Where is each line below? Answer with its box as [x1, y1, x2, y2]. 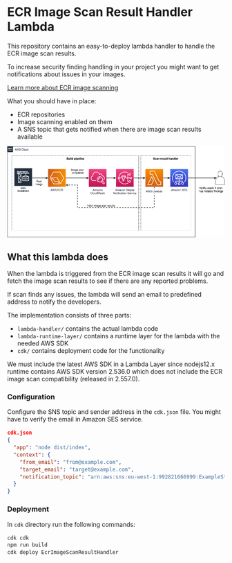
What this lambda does [7, 251, 109, 263]
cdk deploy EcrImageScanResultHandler [7, 549, 119, 556]
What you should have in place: [7, 96, 97, 105]
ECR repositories [17, 110, 66, 119]
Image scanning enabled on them [17, 117, 113, 125]
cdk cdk [7, 535, 30, 542]
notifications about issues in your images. [7, 70, 126, 78]
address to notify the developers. [7, 297, 101, 306]
